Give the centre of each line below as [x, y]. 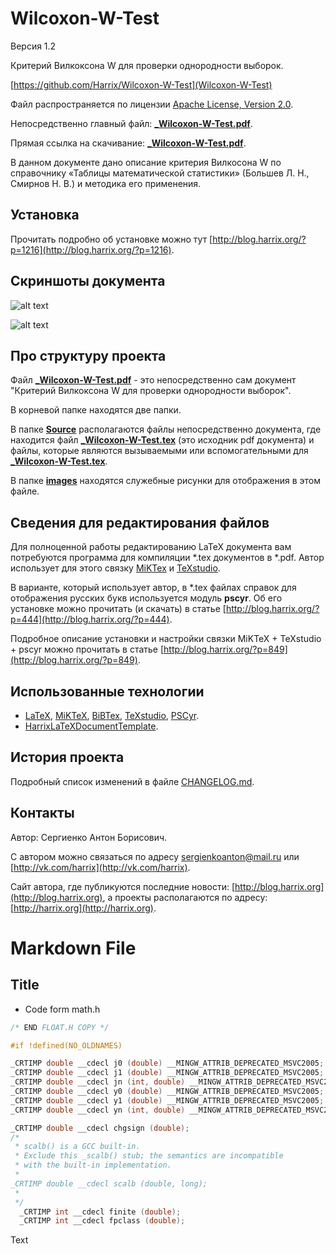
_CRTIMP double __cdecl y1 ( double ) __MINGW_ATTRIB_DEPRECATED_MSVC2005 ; [167, 1100]
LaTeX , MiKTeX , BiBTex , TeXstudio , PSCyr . [112, 715]
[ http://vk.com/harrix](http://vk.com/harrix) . [100, 867]
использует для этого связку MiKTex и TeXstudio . [115, 568]
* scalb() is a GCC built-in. [77, 1147]
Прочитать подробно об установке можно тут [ [111, 239]
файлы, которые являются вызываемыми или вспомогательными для [159, 451]
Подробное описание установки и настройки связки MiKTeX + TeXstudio [166, 639]
